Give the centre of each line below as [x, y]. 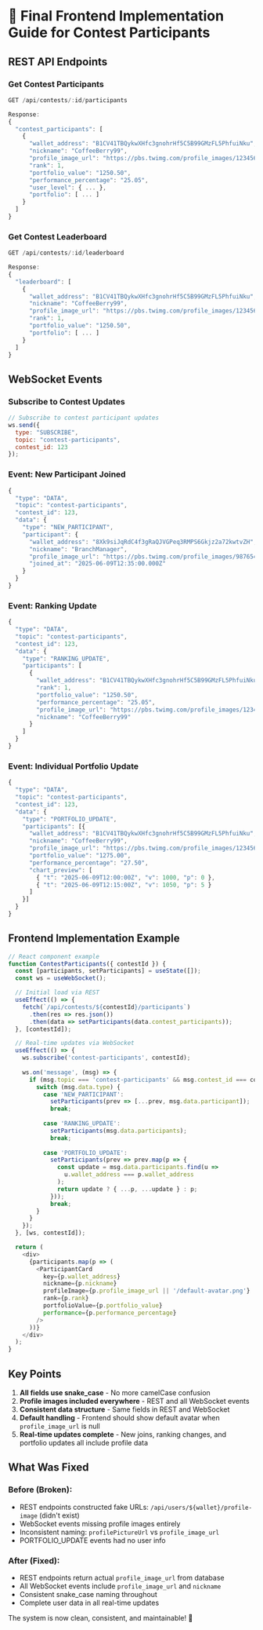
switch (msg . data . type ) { [79, 1087]
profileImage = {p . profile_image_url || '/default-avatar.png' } [146, 1291]
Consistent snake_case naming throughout [88, 1594]
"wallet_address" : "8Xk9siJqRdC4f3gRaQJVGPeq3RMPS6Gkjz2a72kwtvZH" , [143, 542]
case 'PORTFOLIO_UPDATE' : [85, 1153]
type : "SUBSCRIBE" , [47, 432]
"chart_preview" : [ [60, 870]
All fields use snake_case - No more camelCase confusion [115, 1392]
